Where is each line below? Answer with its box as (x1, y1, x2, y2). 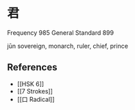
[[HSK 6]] (16, 79, 45, 88)
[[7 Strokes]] (16, 87, 53, 95)
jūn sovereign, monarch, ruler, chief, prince (7, 42, 129, 50)
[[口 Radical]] (16, 95, 55, 103)
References (7, 61, 58, 73)
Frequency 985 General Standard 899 (7, 28, 114, 37)
